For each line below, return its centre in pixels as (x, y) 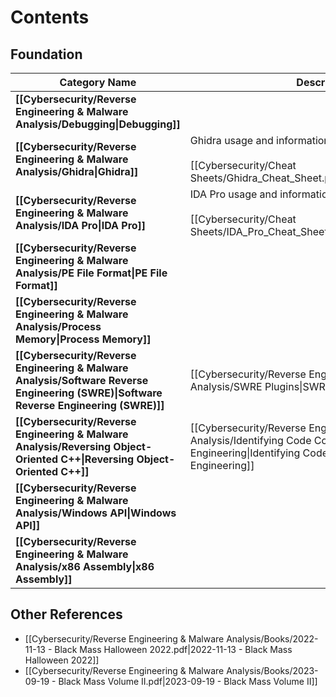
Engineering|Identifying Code (259, 453)
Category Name (98, 82)
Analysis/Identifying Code (250, 440)
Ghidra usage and (231, 140)
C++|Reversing (97, 459)
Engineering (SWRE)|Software (89, 393)
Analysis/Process (58, 326)
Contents (50, 17)
